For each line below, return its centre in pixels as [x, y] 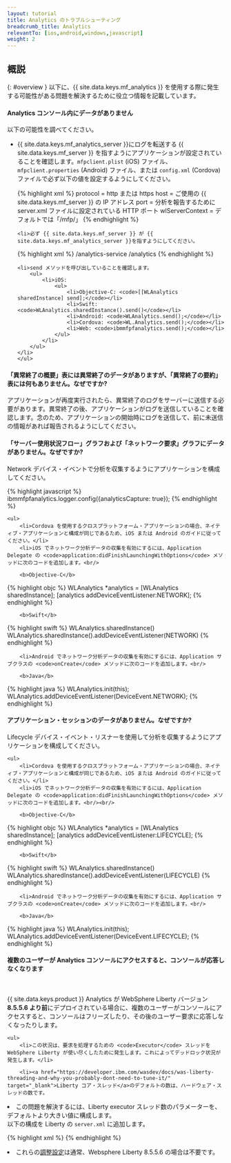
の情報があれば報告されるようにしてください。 [73, 426]
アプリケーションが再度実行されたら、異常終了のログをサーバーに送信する [113, 400]
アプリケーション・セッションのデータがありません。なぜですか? [99, 720]
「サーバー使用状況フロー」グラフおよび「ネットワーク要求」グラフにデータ [116, 443]
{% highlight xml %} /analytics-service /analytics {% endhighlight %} [115, 254]
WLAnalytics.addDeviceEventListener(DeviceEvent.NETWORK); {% [103, 696]
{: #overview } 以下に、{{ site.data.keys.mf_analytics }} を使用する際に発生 [113, 86]
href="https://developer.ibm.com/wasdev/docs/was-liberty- [128, 1072]
